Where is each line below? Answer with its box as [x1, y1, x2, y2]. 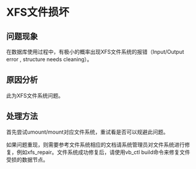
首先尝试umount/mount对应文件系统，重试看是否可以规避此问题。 [6, 128, 169, 135]
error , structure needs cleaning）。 [6, 56, 93, 63]
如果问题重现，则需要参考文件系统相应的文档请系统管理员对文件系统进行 [6, 141, 185, 148]
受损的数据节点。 [6, 156, 49, 163]
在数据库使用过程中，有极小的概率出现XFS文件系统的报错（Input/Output [6, 49, 185, 55]
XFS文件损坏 [6, 5, 70, 19]
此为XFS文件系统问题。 [6, 92, 64, 99]
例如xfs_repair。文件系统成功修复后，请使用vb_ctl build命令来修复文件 [16, 148, 191, 156]
